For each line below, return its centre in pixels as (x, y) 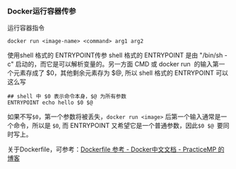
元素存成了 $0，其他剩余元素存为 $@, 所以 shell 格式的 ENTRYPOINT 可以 (120, 73)
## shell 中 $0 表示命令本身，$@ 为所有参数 (67, 97)
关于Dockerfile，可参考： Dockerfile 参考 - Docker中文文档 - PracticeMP (112, 149)
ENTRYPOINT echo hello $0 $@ (50, 103)
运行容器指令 (26, 28)
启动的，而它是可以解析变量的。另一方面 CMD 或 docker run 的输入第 (117, 64)
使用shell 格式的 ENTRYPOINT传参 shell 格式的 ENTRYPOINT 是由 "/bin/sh (115, 55)
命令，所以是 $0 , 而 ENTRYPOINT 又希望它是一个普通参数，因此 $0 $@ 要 (118, 126)
